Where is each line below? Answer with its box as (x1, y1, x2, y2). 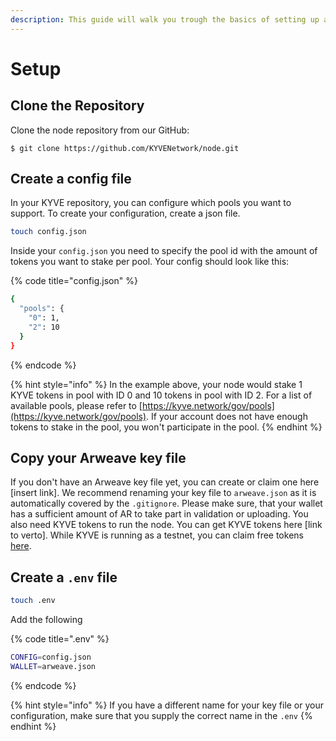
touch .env (10, 596, 56, 606)
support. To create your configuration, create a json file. (10, 207, 241, 220)
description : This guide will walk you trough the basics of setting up (10, 14, 320, 25)
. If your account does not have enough (146, 410, 308, 422)
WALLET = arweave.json (10, 661, 97, 671)
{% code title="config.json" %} (10, 275, 138, 287)
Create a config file (10, 171, 132, 188)
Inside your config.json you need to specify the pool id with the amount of (10, 245, 318, 257)
